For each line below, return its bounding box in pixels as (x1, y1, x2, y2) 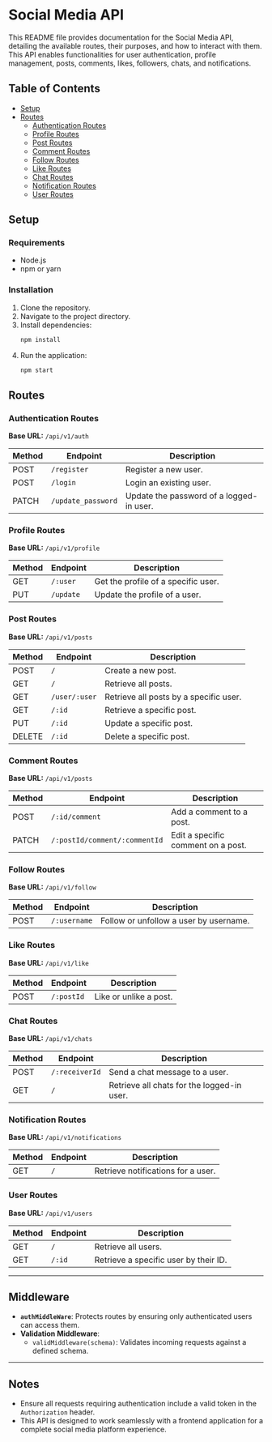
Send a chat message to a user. (108, 1066, 229, 1077)
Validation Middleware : (19, 1329, 100, 1338)
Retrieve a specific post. (104, 704, 197, 715)
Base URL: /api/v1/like (8, 958, 89, 967)
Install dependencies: (19, 320, 92, 330)
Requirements (8, 237, 66, 249)
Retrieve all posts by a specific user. (104, 691, 242, 702)
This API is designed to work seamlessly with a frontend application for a (19, 1416, 264, 1426)
